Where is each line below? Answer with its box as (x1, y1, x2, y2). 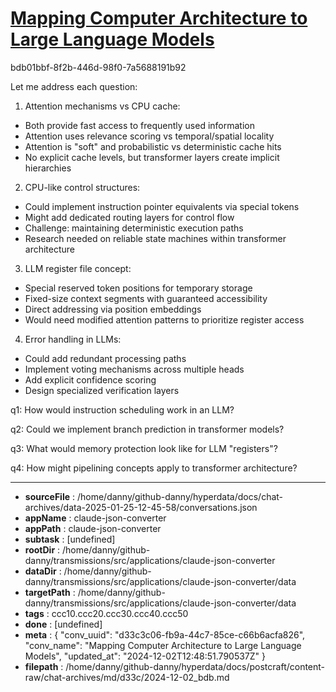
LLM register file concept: (24, 262, 132, 274)
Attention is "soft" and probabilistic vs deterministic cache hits (24, 140, 282, 152)
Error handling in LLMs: (24, 333, 122, 345)
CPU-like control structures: (24, 181, 141, 193)
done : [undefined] (24, 618, 103, 630)
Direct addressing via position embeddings (24, 303, 202, 315)
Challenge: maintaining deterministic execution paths (24, 222, 244, 234)
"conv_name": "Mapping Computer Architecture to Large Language (24, 639, 302, 651)
